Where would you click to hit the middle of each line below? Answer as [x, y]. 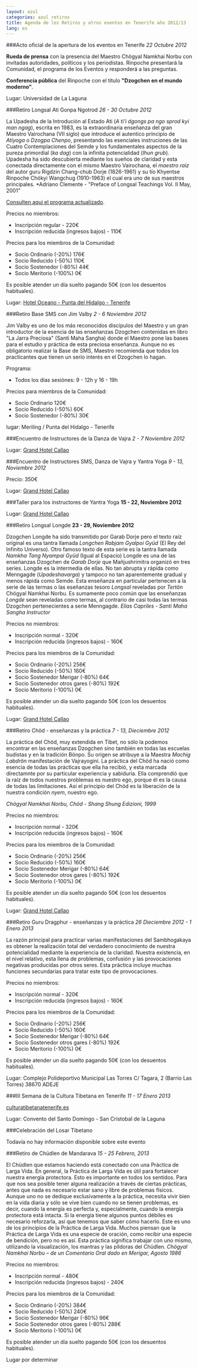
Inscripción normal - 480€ [47, 1276]
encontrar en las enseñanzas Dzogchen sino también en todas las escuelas [98, 748]
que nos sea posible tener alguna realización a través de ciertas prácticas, [97, 1184]
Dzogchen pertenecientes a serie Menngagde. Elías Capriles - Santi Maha [97, 606]
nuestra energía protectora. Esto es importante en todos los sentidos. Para [97, 1177]
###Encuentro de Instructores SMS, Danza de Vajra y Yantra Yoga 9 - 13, [95, 462]
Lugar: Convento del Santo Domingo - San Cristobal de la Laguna [86, 1119]
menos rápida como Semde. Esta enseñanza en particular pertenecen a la [96, 581]
